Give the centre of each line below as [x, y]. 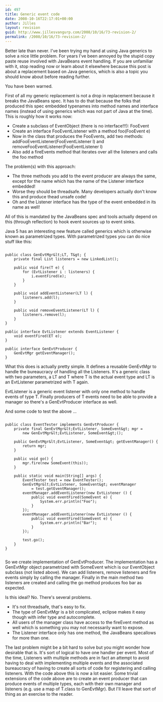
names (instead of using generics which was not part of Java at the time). [79, 111]
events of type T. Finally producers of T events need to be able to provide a [81, 397]
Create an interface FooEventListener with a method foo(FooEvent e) [81, 131]
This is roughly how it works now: [39, 116]
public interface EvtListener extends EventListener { [62, 332]
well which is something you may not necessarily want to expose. [78, 627]
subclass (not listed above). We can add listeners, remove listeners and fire [81, 572]
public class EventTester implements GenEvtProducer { [62, 425]
